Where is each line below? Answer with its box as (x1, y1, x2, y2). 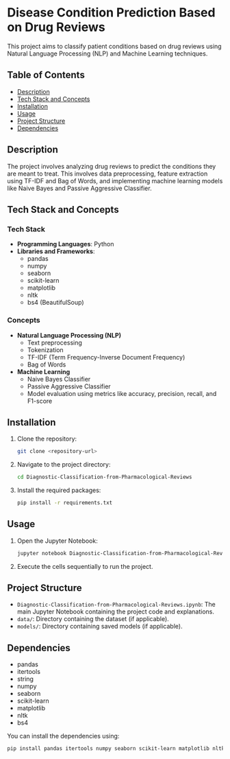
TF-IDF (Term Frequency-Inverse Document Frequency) (27, 353, 186, 361)
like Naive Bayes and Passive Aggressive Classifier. (7, 184, 152, 192)
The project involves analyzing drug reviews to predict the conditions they (7, 162, 216, 170)
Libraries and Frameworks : (16, 247, 95, 255)
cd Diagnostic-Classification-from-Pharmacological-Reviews (16, 474, 192, 481)
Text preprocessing (27, 338, 82, 347)
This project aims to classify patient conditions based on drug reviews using (7, 42, 222, 50)
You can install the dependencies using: (7, 732, 120, 740)
